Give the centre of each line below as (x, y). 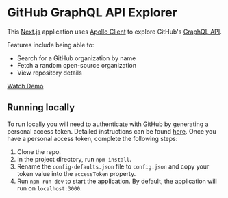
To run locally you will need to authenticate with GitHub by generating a (108, 124)
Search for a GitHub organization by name (76, 58)
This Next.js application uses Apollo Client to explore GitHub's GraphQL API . (115, 32)
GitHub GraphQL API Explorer (92, 13)
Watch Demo (25, 86)
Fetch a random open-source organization (77, 65)
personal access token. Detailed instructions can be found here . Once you (112, 131)
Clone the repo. (39, 151)
